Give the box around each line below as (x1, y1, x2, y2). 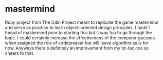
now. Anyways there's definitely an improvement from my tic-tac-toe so (5, 45, 149, 51)
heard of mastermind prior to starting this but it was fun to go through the (5, 30, 152, 35)
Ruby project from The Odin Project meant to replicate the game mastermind (5, 19, 159, 25)
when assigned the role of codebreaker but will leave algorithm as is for (5, 40, 149, 45)
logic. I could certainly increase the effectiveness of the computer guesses (5, 35, 155, 41)
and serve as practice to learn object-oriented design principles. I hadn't (5, 24, 150, 30)
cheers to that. (5, 50, 35, 56)
